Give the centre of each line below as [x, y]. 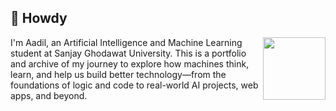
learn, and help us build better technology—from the [118, 74]
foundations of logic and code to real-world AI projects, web [134, 85]
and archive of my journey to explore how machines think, [130, 63]
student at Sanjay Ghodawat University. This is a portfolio [128, 53]
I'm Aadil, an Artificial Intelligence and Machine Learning [126, 42]
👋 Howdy [39, 18]
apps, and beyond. [49, 95]
